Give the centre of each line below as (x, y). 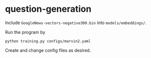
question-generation (48, 9)
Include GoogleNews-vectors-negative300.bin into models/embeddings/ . (76, 23)
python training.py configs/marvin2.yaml (48, 41)
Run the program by (25, 32)
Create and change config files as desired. (48, 50)
